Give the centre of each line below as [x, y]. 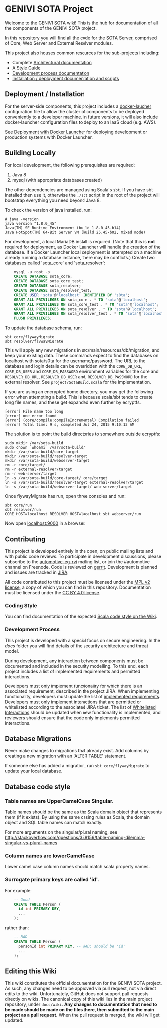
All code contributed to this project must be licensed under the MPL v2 [78, 582]
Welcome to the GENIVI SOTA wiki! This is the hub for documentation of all [82, 23]
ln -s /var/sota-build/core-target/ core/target [56, 478]
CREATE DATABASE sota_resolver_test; [53, 291]
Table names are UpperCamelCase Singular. [60, 801]
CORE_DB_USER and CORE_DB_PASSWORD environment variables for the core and [82, 372]
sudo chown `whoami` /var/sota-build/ [45, 448]
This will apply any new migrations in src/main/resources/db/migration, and [83, 350]
